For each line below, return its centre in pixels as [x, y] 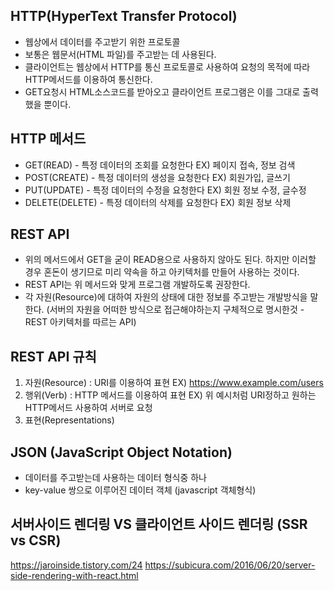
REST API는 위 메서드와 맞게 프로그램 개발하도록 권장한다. [137, 285]
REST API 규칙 [53, 356]
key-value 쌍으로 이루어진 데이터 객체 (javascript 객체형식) [140, 490]
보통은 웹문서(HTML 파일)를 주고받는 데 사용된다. [120, 54]
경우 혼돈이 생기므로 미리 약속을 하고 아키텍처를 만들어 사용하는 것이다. [162, 272]
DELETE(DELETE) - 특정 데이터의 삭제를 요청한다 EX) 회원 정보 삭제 [158, 202]
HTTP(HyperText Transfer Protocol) [124, 16]
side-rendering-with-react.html [74, 575]
